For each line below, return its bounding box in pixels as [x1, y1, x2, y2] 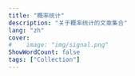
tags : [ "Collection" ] [8, 56, 81, 64]
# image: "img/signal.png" [8, 41, 109, 49]
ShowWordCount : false [8, 48, 81, 56]
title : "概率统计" [8, 11, 66, 20]
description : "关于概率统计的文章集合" [8, 19, 128, 27]
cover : [8, 33, 30, 42]
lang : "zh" [8, 26, 45, 34]
